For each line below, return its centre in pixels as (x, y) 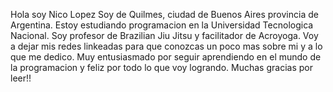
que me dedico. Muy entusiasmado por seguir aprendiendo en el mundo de (166, 57)
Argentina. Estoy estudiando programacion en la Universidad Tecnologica (162, 25)
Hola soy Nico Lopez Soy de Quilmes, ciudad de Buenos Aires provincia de (164, 14)
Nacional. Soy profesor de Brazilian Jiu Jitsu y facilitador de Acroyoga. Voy (164, 35)
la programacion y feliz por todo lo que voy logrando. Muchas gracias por (161, 67)
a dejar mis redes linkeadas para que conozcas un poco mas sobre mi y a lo (166, 46)
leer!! (21, 78)
